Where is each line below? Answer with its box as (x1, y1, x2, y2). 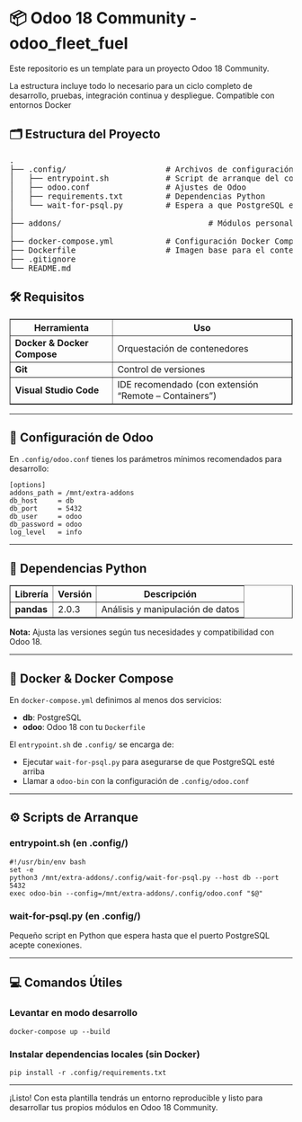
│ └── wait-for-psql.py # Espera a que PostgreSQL (9, 200, 285, 210)
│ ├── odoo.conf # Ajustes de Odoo (9, 182, 247, 192)
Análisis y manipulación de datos (101, 603, 240, 616)
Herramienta (33, 321, 90, 334)
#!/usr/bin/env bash (9, 857, 87, 867)
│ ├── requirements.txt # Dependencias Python (9, 191, 266, 201)
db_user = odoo (9, 512, 83, 521)
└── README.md (9, 263, 72, 273)
